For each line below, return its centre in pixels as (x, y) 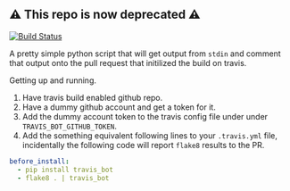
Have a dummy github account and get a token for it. (119, 107)
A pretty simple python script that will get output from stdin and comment (145, 54)
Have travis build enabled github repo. (92, 97)
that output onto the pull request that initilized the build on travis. (128, 62)
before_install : (39, 161)
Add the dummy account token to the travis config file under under (145, 116)
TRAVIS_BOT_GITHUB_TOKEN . (70, 126)
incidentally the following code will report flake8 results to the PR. (143, 145)
